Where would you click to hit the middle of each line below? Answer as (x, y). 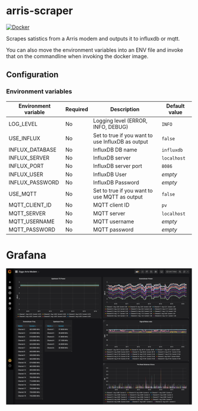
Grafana (26, 255)
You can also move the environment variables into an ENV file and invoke (95, 50)
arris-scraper (39, 11)
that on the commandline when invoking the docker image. (77, 56)
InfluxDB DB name (115, 150)
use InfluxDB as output (121, 141)
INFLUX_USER (26, 174)
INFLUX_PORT (26, 166)
